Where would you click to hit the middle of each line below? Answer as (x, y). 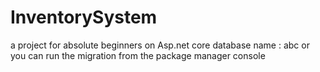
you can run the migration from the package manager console (138, 55)
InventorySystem (84, 17)
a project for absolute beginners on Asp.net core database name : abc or (160, 45)
